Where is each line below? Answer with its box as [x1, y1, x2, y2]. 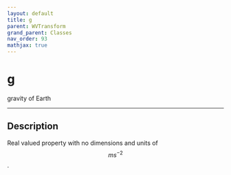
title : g [7, 16, 32, 23]
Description [7, 121, 58, 132]
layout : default [7, 10, 54, 17]
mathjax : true [7, 42, 48, 49]
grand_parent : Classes [7, 29, 72, 36]
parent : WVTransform [7, 23, 67, 30]
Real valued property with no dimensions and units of [7, 139, 158, 147]
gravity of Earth [7, 94, 52, 102]
